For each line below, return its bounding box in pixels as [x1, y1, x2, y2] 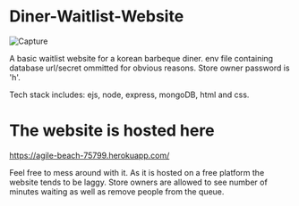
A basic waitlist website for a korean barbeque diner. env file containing [9, 53, 274, 63]
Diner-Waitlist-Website [9, 6, 184, 27]
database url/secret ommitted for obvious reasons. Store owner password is [9, 62, 290, 73]
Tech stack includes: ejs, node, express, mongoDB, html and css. [9, 89, 250, 100]
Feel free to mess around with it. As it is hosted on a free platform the [9, 167, 265, 177]
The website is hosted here [9, 120, 215, 141]
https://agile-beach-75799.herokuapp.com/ [9, 150, 170, 161]
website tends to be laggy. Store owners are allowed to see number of [9, 177, 269, 187]
